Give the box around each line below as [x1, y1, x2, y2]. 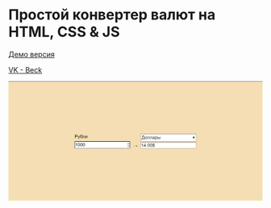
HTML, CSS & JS [8, 23, 120, 41]
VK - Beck [8, 64, 43, 74]
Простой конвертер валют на [8, 6, 216, 24]
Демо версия [8, 49, 55, 59]
